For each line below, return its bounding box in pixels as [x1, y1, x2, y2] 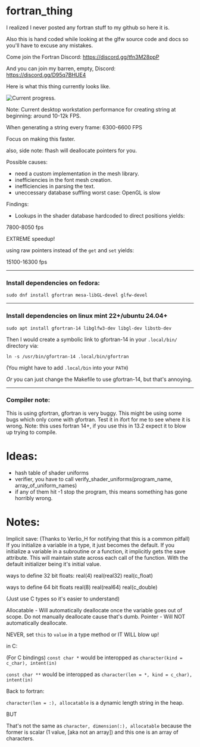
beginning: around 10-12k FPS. [6, 112, 82, 119]
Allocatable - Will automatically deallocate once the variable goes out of [6, 606, 183, 613]
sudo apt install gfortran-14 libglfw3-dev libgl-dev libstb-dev [6, 325, 171, 331]
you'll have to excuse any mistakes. [6, 42, 93, 49]
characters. [6, 734, 35, 742]
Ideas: [6, 450, 37, 463]
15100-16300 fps [6, 258, 48, 265]
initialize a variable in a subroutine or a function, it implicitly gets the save [6, 547, 186, 555]
